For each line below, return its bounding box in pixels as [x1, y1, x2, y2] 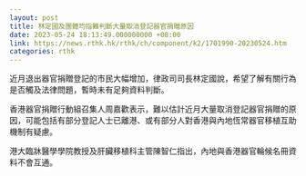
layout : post [9, 13, 59, 23]
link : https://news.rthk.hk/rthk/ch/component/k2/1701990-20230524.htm [9, 38, 287, 48]
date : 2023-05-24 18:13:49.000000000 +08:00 [9, 30, 181, 39]
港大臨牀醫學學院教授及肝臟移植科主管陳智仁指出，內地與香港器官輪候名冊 [9, 146, 289, 157]
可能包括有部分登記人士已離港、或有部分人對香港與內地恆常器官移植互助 [25, 115, 297, 126]
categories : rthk [9, 47, 76, 56]
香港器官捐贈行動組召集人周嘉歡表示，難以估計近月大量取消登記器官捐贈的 [9, 103, 289, 114]
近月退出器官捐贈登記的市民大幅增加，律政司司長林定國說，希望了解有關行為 [9, 73, 297, 84]
